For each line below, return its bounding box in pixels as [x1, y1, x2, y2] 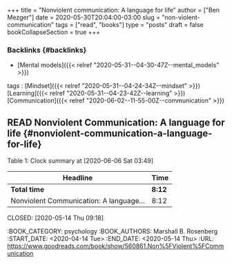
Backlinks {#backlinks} [7, 45, 87, 55]
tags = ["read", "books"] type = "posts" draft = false [55, 21, 204, 28]
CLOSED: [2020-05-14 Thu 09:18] [7, 214, 104, 222]
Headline [62, 173, 93, 183]
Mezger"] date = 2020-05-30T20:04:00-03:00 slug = [7, 13, 161, 21]
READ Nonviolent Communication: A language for [7, 116, 225, 128]
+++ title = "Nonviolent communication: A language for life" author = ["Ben [7, 6, 220, 14]
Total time [10, 185, 45, 195]
